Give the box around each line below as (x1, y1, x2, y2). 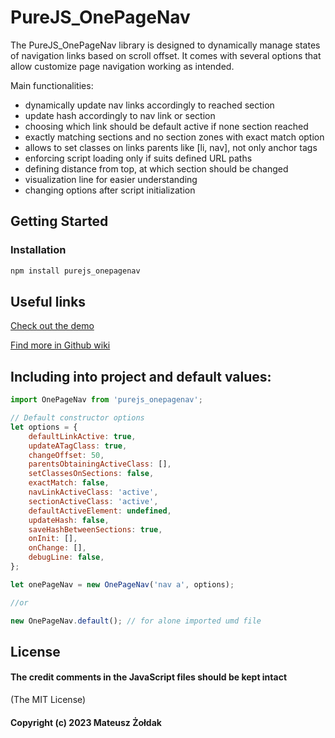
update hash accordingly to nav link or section (24, 109, 216, 121)
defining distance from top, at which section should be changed (24, 162, 289, 175)
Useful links (10, 293, 87, 310)
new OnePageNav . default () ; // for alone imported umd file (10, 616, 262, 626)
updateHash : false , (28, 515, 110, 525)
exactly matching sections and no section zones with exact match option (24, 131, 325, 143)
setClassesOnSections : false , (28, 469, 155, 479)
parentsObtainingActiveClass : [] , (28, 459, 172, 470)
